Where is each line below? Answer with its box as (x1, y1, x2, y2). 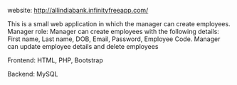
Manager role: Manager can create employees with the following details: (7, 28, 219, 35)
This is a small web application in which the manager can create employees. (7, 20, 231, 28)
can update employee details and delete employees (7, 42, 159, 50)
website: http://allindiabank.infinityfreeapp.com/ (7, 6, 149, 14)
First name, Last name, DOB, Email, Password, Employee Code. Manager (7, 35, 221, 43)
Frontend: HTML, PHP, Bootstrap (7, 56, 103, 64)
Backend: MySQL (7, 70, 58, 78)
